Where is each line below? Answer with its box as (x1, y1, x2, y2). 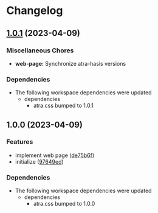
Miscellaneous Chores (6, 46, 74, 55)
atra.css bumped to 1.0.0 (33, 200, 95, 208)
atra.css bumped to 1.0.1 (33, 102, 94, 110)
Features (6, 138, 33, 146)
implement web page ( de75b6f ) (15, 152, 95, 159)
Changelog (6, 4, 63, 18)
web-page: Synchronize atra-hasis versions (15, 60, 126, 67)
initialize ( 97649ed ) (15, 158, 64, 165)
